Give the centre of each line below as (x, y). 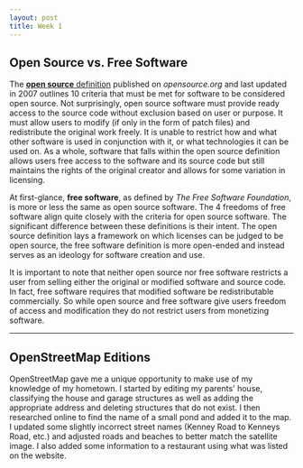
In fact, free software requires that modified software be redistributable (142, 292)
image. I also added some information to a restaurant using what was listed (149, 446)
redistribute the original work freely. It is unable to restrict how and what (143, 133)
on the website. (38, 455)
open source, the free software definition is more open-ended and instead (147, 245)
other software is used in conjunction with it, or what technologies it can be (149, 142)
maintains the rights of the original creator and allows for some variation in (147, 170)
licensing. (27, 180)
